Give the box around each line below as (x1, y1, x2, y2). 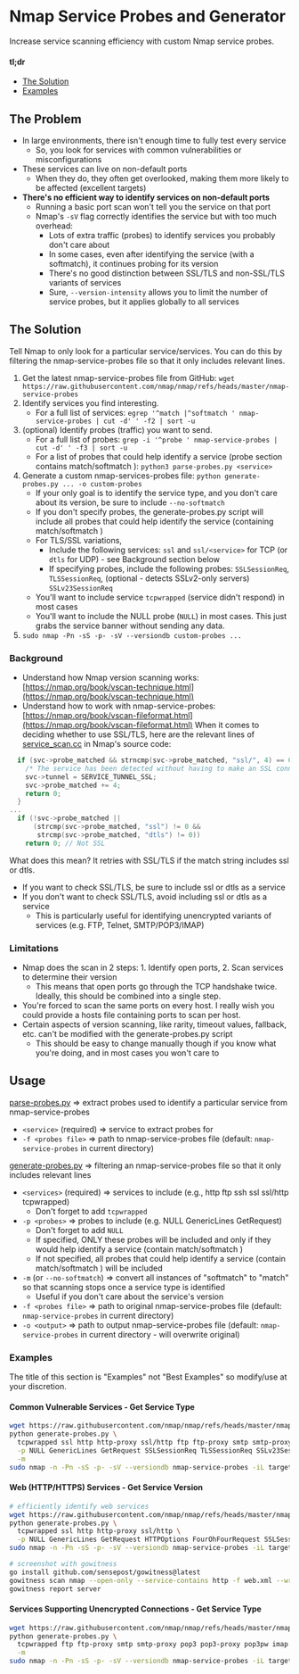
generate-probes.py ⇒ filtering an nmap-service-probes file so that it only (9, 1160, 282, 1171)
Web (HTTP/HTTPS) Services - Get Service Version (9, 1482, 203, 1493)
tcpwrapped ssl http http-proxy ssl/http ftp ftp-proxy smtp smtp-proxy (17, 1438, 293, 1447)
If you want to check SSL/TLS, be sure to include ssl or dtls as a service (21, 882, 287, 892)
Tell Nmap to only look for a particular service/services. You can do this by (9, 345, 283, 356)
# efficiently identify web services (9, 1502, 149, 1511)
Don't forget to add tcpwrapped (35, 1206, 148, 1216)
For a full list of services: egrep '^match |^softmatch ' (35, 407, 236, 418)
